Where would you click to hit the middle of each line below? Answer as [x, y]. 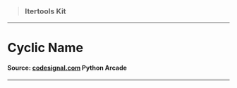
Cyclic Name [45, 48]
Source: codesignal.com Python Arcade [67, 68]
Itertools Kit [45, 11]
